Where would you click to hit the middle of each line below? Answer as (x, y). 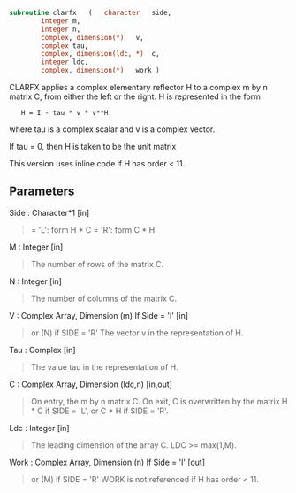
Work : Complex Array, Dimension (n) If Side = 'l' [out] (107, 462)
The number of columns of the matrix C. (104, 298)
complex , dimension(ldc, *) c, (101, 54)
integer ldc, (65, 62)
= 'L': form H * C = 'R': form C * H (93, 229)
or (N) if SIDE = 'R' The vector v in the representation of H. (137, 333)
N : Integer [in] (35, 281)
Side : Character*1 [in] (49, 212)
